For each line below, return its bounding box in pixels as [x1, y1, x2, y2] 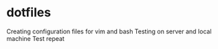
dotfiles [6, 5, 52, 20]
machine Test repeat [6, 34, 65, 42]
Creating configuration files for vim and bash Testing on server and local [6, 27, 212, 35]
